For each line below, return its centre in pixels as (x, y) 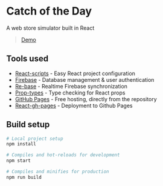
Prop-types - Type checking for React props (70, 93)
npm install (21, 144)
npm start (19, 161)
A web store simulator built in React (50, 28)
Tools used (27, 59)
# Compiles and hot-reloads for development (63, 155)
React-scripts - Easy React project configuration (75, 73)
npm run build (24, 177)
